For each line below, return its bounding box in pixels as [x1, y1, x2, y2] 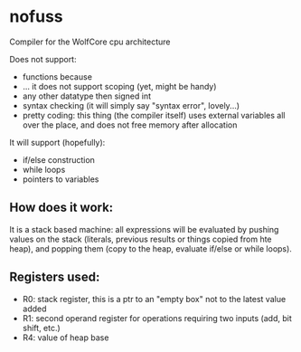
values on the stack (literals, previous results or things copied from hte [9, 233, 273, 244]
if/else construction [22, 154, 95, 165]
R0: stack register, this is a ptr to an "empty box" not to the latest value [22, 293, 287, 304]
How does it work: [9, 200, 114, 215]
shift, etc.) [22, 322, 61, 333]
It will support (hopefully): [9, 137, 106, 147]
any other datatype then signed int [22, 90, 152, 101]
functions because [22, 71, 93, 82]
